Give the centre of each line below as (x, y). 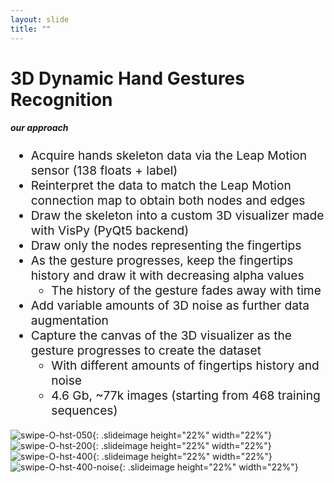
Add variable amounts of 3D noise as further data (170, 305)
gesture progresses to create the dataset (146, 350)
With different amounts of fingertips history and (185, 365)
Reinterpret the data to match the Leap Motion (161, 185)
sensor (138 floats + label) (104, 170)
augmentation (69, 320)
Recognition (61, 99)
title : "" (31, 29)
